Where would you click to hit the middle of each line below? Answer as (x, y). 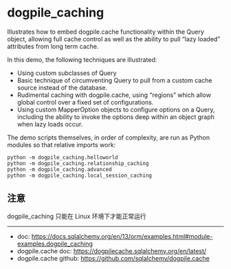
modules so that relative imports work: (62, 144)
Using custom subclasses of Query (67, 73)
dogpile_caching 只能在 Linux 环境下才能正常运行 (77, 216)
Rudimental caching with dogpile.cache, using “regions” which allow (114, 95)
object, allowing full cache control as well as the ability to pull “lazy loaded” (114, 39)
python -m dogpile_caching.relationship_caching (78, 163)
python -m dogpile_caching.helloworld (63, 157)
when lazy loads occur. (50, 124)
